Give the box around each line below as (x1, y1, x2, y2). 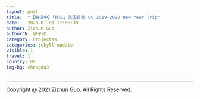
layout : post (6, 8, 39, 15)
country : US (6, 58, 36, 64)
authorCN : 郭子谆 (6, 31, 46, 37)
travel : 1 (6, 53, 31, 59)
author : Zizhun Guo (6, 25, 55, 32)
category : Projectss (6, 36, 58, 42)
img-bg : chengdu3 (6, 64, 49, 70)
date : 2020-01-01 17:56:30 (6, 20, 79, 26)
